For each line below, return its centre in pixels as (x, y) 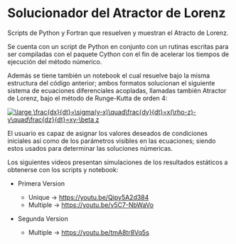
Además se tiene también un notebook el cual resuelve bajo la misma (109, 75)
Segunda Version (43, 218)
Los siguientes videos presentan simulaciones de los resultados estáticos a (118, 162)
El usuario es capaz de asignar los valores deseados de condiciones (108, 133)
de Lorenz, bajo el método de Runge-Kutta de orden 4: (87, 98)
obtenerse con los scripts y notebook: (63, 169)
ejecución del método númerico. (55, 61)
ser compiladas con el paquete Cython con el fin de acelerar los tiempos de (118, 54)
